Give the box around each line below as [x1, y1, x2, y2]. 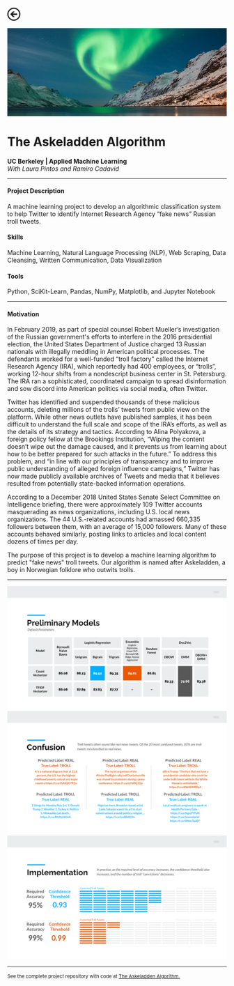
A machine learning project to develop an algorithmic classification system [7, 202, 221, 210]
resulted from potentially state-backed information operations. [7, 479, 186, 488]
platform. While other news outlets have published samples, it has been [7, 413, 212, 422]
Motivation [7, 309, 40, 318]
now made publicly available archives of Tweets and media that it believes [7, 472, 220, 481]
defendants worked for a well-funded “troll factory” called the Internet [7, 355, 208, 363]
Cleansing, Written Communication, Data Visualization [7, 256, 162, 264]
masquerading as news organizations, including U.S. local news [7, 508, 190, 516]
